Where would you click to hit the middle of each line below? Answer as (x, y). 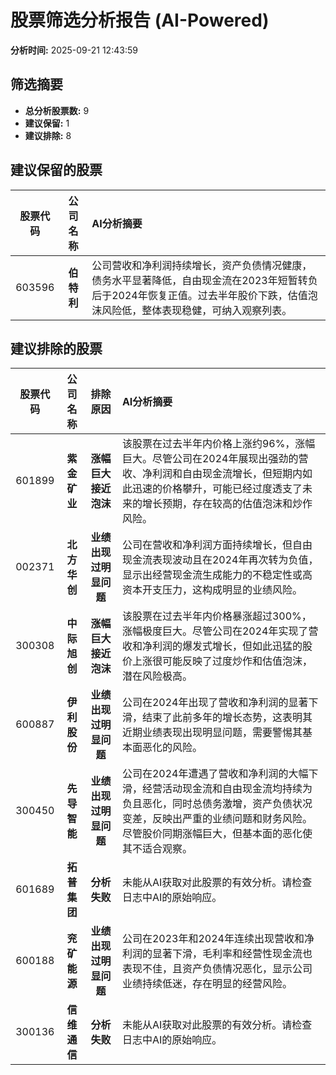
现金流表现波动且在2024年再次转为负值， (220, 560)
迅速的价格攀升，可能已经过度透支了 (217, 489)
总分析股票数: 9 (57, 110)
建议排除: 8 (48, 135)
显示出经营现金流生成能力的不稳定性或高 (217, 575)
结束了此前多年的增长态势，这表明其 (227, 718)
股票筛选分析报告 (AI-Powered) (140, 20)
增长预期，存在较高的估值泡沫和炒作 (227, 504)
